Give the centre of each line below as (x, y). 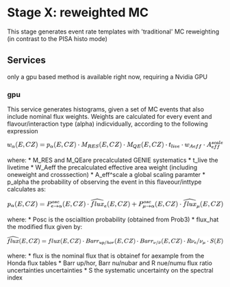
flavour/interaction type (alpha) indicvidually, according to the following (107, 124)
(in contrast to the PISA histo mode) (57, 38)
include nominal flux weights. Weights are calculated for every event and (110, 117)
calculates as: (27, 189)
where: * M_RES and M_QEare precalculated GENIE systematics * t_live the (113, 160)
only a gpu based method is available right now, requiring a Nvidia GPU (107, 77)
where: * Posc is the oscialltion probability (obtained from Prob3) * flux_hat (113, 219)
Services (27, 60)
